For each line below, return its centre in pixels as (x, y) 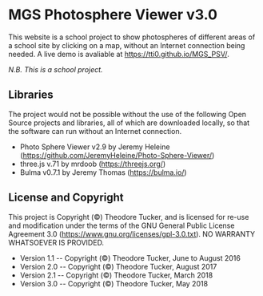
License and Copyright (66, 198)
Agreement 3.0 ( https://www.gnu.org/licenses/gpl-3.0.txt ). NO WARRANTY (132, 233)
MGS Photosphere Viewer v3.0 (113, 15)
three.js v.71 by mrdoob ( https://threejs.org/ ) (93, 164)
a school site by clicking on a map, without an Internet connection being (127, 45)
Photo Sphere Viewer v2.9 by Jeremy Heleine (95, 147)
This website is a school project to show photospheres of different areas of (132, 37)
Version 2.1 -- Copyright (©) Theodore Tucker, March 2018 (116, 275)
